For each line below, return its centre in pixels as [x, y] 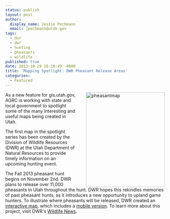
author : [13, 19]
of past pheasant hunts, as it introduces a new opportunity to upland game [83, 195]
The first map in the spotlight [35, 132]
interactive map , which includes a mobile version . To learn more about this [83, 206]
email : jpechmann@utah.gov [38, 29]
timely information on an [31, 158]
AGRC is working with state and [38, 100]
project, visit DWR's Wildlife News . [41, 211]
